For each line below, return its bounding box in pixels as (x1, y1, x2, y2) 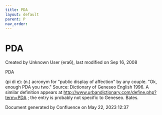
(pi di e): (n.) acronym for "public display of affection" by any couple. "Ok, (5, 78, 157, 85)
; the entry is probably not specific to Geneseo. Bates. (27, 94, 139, 100)
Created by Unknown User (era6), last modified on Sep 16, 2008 (5, 59, 137, 65)
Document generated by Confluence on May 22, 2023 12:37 (5, 104, 129, 110)
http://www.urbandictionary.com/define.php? (63, 89, 156, 95)
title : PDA (5, 7, 28, 12)
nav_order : (5, 21, 28, 26)
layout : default (5, 12, 39, 17)
